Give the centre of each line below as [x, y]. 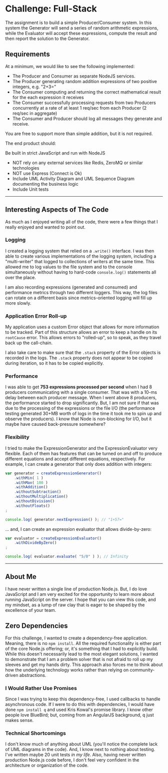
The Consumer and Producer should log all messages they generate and [87, 119]
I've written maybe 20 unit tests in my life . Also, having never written [76, 755]
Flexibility [17, 437]
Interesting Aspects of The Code [57, 210]
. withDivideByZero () [35, 543]
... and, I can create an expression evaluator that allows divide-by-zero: [78, 529]
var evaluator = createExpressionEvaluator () [53, 538]
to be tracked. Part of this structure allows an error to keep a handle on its [81, 332]
